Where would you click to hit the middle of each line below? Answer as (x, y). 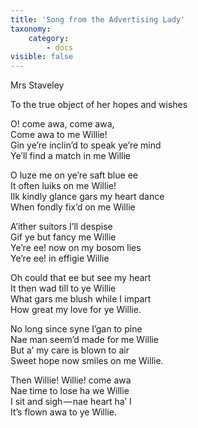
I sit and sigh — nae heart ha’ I (71, 402)
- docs (60, 47)
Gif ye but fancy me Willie (63, 237)
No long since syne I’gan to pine (76, 329)
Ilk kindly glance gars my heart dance (87, 197)
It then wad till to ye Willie (63, 288)
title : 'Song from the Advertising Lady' (98, 19)
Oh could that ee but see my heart (81, 278)
